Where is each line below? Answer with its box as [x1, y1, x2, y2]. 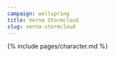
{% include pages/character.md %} [7, 42, 109, 51]
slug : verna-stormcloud [7, 23, 76, 30]
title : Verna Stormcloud [7, 17, 79, 24]
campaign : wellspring [7, 10, 70, 17]
